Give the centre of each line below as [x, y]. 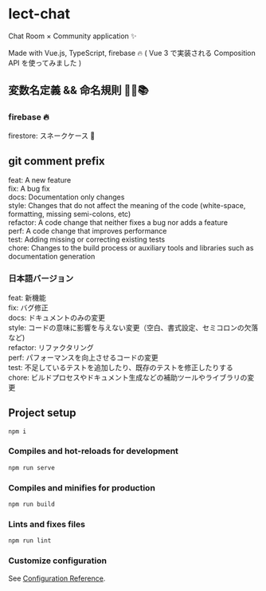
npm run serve [32, 467]
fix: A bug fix [29, 189]
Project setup [43, 413]
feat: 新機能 [27, 297]
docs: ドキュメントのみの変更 [57, 317]
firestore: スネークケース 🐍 [52, 136]
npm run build [32, 504]
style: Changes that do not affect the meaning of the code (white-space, [127, 206]
